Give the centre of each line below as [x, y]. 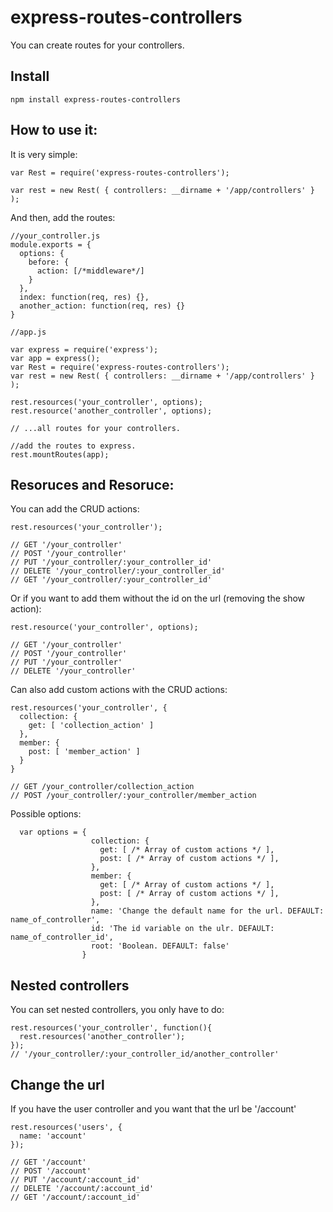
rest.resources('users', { [66, 1127]
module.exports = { [51, 244]
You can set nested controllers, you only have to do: [117, 1010]
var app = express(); [55, 358]
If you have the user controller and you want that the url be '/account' [153, 1109]
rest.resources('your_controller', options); [106, 402]
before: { [49, 262]
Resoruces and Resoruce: [92, 484]
